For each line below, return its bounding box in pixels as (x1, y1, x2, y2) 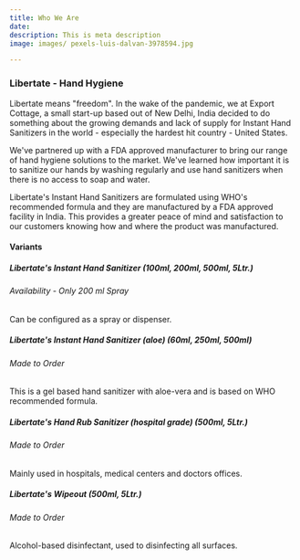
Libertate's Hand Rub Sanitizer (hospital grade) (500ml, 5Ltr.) (9, 417, 248, 428)
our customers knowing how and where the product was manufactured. (9, 220, 279, 231)
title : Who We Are (9, 13, 79, 23)
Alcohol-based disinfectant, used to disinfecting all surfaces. (9, 540, 238, 551)
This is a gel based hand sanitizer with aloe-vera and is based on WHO (9, 386, 276, 397)
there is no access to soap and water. (9, 174, 150, 185)
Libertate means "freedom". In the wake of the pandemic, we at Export (9, 98, 275, 109)
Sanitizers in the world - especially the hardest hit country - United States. (9, 127, 288, 138)
